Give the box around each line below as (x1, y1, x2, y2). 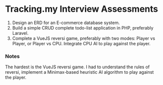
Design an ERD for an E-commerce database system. (12, 20, 120, 26)
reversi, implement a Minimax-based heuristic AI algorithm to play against (5, 69, 154, 75)
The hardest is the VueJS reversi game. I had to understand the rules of (5, 64, 150, 70)
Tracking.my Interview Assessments (5, 3, 159, 15)
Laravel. (12, 30, 28, 36)
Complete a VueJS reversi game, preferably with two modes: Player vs (12, 35, 156, 41)
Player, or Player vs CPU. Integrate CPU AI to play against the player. (12, 40, 151, 46)
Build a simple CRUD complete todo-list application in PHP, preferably (12, 25, 154, 30)
